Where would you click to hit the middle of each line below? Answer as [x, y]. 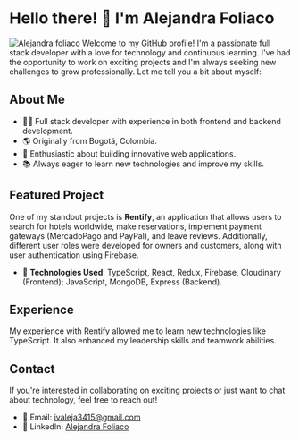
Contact [32, 369]
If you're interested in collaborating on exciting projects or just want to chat [147, 390]
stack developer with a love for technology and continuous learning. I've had [150, 52]
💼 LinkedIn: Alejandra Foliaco [75, 427]
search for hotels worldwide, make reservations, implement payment [135, 226]
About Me [37, 100]
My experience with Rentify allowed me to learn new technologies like [137, 331]
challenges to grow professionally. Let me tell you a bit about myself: [135, 72]
